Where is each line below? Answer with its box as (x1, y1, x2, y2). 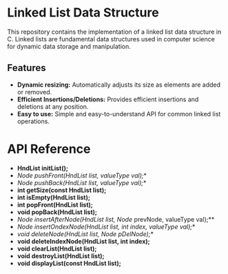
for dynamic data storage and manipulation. (7, 42, 131, 50)
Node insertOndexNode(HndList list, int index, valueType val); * (17, 222, 196, 231)
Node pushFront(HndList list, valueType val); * (17, 171, 147, 180)
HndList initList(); (17, 164, 69, 172)
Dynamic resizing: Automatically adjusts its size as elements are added (17, 81, 221, 89)
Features (7, 62, 46, 74)
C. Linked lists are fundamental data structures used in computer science (7, 34, 215, 43)
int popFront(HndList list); (17, 200, 93, 209)
